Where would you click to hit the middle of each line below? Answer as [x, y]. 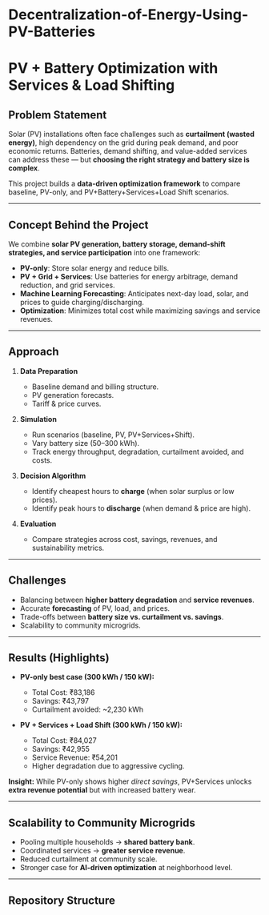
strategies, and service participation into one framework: [104, 253]
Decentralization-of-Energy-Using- [128, 15]
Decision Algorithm [53, 476]
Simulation [38, 419]
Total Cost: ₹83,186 [63, 692]
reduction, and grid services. [67, 285]
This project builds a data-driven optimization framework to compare [124, 184]
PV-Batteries [52, 32]
